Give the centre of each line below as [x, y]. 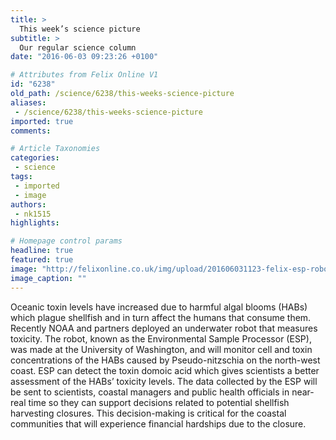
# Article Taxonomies [55, 149]
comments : [31, 131]
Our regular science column [78, 47]
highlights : [35, 223]
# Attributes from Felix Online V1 [84, 75]
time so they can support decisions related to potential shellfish [159, 402]
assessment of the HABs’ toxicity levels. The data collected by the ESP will [164, 381]
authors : [28, 204]
